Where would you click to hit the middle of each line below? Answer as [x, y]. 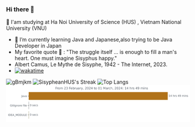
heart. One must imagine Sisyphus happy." [66, 59]
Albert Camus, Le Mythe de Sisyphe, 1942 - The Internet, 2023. [91, 64]
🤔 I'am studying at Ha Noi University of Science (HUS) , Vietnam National [94, 22]
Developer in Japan [38, 46]
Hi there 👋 [20, 9]
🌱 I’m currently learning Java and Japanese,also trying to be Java [93, 40]
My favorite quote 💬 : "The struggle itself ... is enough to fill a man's [95, 52]
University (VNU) [27, 28]
